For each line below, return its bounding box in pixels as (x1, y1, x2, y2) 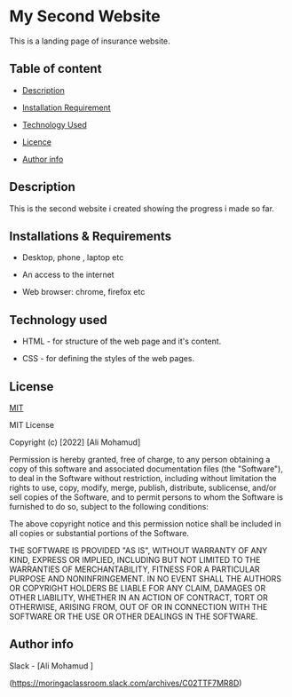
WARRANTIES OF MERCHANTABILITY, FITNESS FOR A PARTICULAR (9, 564, 260, 574)
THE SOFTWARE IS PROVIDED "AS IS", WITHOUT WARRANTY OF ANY (9, 545, 268, 556)
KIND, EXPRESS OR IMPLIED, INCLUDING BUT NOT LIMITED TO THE (9, 555, 261, 565)
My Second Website (9, 6, 162, 27)
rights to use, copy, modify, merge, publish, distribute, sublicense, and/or (9, 482, 277, 493)
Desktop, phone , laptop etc (21, 252, 124, 263)
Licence (21, 136, 51, 147)
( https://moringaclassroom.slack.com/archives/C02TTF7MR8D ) (9, 677, 242, 688)
